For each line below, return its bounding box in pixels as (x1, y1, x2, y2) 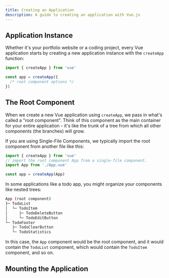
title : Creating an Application (5, 7, 74, 13)
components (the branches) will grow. (5, 128, 85, 134)
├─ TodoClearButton (12, 225, 54, 230)
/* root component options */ (10, 80, 74, 85)
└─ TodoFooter (5, 220, 36, 225)
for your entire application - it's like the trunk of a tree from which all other (5, 122, 161, 129)
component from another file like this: (5, 143, 84, 149)
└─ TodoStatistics (12, 230, 52, 235)
